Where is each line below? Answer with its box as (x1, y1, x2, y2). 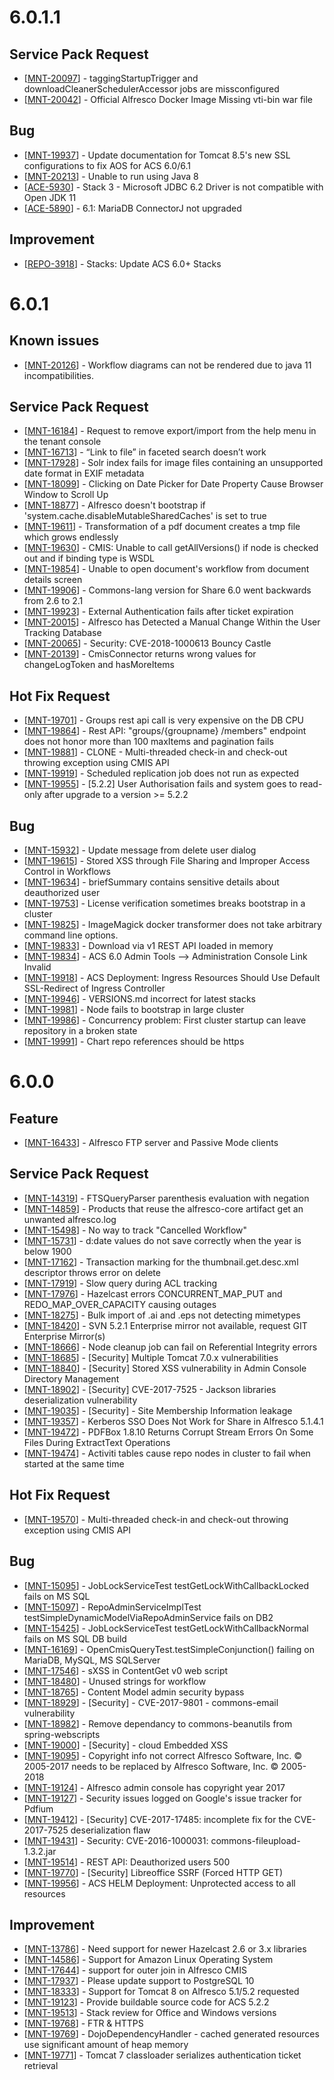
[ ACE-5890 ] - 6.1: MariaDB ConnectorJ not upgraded (23, 202, 242, 214)
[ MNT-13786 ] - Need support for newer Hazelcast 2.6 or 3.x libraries (23, 1943, 307, 1955)
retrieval (23, 2060, 59, 2072)
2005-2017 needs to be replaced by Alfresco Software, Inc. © (23, 1760, 279, 1772)
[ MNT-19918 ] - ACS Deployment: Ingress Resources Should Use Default (23, 972, 321, 984)
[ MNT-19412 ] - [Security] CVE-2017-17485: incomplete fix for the (23, 1813, 292, 1825)
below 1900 (23, 1245, 72, 1257)
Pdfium (23, 1802, 54, 1815)
